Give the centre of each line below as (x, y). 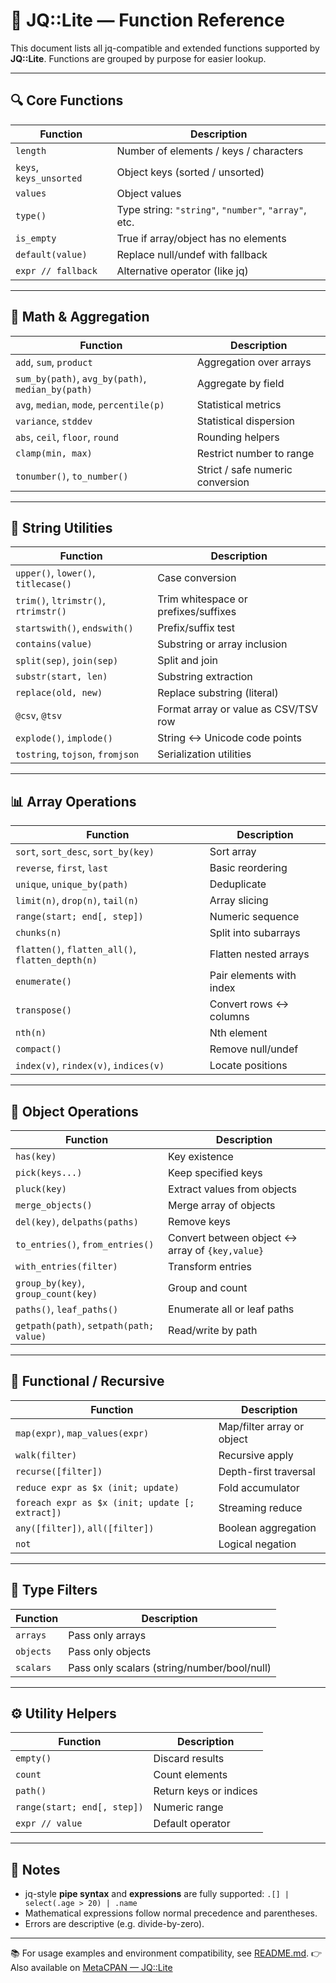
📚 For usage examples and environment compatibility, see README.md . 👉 (166, 1953)
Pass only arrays (107, 1635)
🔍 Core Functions (67, 100)
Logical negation (257, 1544)
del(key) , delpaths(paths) (77, 1221)
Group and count (208, 1287)
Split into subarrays (255, 933)
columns (229, 1017)
